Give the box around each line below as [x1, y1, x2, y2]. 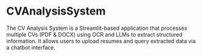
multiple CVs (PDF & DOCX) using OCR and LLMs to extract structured [6, 30, 183, 38]
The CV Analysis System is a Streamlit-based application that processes [6, 24, 187, 32]
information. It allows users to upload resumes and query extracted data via [6, 37, 196, 44]
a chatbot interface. [6, 44, 56, 51]
